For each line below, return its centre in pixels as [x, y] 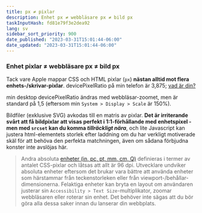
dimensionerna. [40, 184]
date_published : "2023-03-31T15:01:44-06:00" [64, 40]
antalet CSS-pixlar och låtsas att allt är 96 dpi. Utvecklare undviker [103, 165]
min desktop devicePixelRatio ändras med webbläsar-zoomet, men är [92, 97]
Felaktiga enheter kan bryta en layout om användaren [127, 184]
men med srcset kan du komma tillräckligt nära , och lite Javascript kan [96, 128]
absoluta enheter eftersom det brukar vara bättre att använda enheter [107, 172]
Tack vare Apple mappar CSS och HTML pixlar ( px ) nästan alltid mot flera [98, 79]
